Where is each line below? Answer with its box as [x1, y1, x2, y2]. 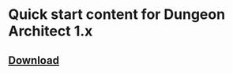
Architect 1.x [8, 22, 93, 40]
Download [8, 54, 59, 67]
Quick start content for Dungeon [8, 6, 226, 24]
